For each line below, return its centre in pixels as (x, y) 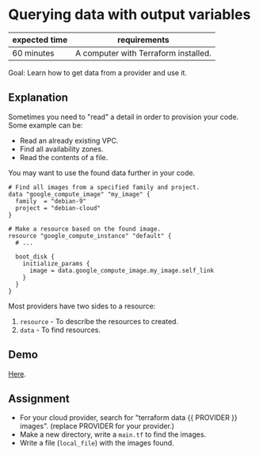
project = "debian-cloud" (58, 208)
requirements (144, 40)
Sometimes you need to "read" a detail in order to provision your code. (124, 117)
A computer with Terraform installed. (143, 53)
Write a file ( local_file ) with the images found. (97, 443)
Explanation (38, 98)
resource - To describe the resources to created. (99, 321)
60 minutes (33, 53)
